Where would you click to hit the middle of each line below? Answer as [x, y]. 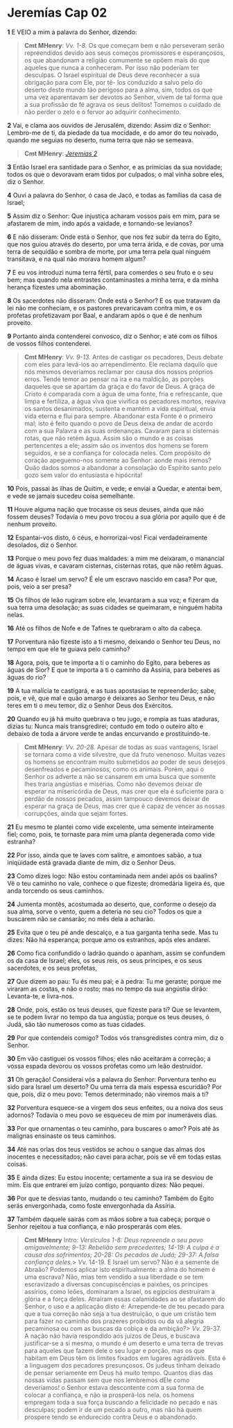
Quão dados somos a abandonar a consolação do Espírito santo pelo [123, 467]
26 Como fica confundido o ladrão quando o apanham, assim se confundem [116, 953]
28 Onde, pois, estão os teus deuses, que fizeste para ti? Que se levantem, [114, 1009]
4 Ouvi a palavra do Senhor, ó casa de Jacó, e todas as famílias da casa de [114, 195]
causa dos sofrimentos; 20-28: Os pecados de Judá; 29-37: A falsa [121, 1254]
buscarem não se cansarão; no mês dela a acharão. [81, 918]
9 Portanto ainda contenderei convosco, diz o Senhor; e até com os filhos [112, 336]
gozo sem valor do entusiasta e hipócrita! [83, 475]
